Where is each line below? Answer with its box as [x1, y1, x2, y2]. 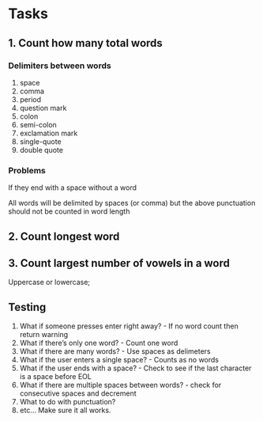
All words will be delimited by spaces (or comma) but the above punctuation [8, 199, 256, 208]
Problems [8, 165, 46, 176]
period [19, 94, 42, 104]
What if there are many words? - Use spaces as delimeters [19, 347, 211, 356]
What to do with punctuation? [19, 397, 116, 407]
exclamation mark [19, 128, 78, 138]
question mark [19, 103, 67, 112]
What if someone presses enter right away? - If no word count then [19, 321, 239, 331]
